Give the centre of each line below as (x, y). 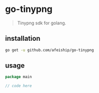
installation (23, 39)
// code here (19, 86)
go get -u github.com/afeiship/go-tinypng (49, 50)
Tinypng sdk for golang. (42, 23)
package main (19, 77)
